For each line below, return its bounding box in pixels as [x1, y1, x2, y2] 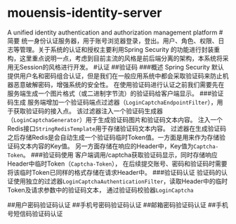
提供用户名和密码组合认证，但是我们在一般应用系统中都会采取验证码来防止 [7, 72, 223, 80]
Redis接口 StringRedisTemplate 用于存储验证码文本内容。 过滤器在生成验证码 [7, 124, 227, 133]
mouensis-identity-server [7, 5, 162, 21]
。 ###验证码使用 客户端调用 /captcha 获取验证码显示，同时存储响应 [22, 150, 218, 159]
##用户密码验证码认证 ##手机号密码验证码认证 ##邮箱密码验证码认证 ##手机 [7, 200, 228, 209]
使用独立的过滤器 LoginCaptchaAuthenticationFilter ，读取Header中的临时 [13, 177, 228, 185]
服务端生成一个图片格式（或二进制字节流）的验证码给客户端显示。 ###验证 [7, 89, 224, 98]
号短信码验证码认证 [7, 209, 63, 218]
